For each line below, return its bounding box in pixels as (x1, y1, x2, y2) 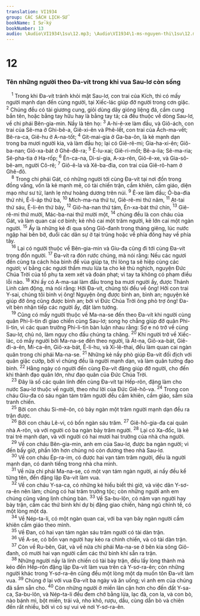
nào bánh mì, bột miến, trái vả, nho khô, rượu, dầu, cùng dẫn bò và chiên (6, 597, 185, 604)
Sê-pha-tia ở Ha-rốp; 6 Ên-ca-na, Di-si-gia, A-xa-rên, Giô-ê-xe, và (6, 153, 169, 162)
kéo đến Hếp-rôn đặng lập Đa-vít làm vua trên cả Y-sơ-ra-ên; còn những (6, 563, 185, 570)
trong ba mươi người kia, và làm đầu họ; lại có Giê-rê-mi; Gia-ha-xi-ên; (6, 140, 179, 147)
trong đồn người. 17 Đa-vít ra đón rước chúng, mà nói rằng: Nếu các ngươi (6, 251, 186, 259)
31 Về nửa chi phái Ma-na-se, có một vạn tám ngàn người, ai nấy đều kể (11, 466, 186, 475)
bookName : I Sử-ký (6, 20, 52, 26)
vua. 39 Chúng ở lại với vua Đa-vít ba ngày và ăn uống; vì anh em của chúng (6, 576, 192, 584)
